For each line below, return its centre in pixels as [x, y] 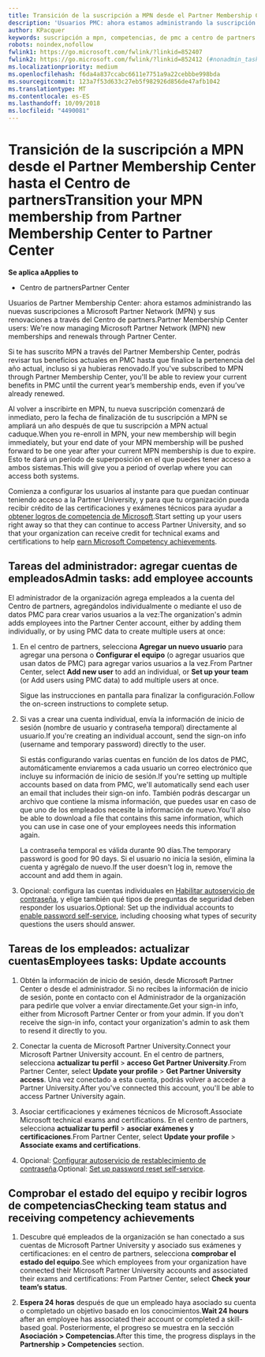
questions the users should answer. [77, 924]
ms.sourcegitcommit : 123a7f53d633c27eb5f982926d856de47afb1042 [114, 81]
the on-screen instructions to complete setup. [94, 704]
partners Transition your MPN [106, 200]
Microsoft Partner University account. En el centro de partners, [122, 1054]
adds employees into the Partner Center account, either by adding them [125, 622]
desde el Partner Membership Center [132, 167]
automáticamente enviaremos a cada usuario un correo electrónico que [136, 768]
